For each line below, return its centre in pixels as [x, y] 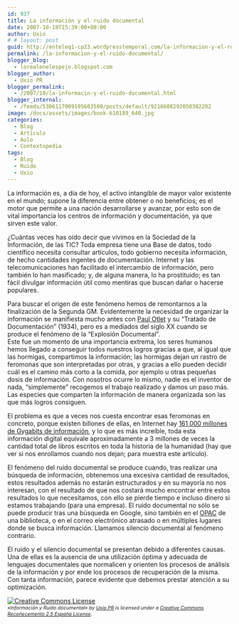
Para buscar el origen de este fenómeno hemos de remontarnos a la [107, 304]
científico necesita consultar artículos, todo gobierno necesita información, [117, 252]
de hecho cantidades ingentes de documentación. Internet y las [101, 260]
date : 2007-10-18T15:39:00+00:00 [57, 27]
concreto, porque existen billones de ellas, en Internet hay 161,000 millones [117, 423]
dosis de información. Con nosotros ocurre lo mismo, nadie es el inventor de [119, 379]
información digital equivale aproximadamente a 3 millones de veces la [111, 438]
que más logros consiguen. [47, 402]
